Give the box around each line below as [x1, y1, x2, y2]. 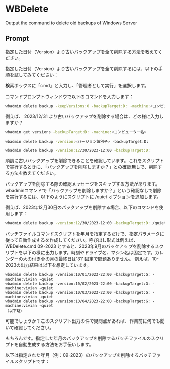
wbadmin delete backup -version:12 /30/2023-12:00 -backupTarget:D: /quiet [5, 221, 166, 226]
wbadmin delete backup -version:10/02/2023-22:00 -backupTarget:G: [5, 281, 151, 286]
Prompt [5, 34, 29, 43]
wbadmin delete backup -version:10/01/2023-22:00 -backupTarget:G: [5, 272, 151, 278]
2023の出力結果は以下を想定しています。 [5, 262, 91, 268]
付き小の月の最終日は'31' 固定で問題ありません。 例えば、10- [31, 256, 159, 262]
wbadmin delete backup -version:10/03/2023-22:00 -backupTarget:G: [5, 290, 151, 295]
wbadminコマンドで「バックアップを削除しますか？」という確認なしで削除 [5, 188, 162, 194]
